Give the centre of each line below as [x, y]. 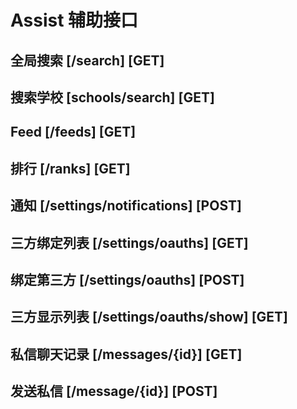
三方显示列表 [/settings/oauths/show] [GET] [149, 317]
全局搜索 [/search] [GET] [87, 60]
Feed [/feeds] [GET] [73, 132]
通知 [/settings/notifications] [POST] [126, 206]
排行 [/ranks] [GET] [70, 168]
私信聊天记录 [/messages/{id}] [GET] [126, 354]
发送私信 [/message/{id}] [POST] [114, 391]
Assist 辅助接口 [74, 20]
